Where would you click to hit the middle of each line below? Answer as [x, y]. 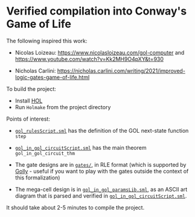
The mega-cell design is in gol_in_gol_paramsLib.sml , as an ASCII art [101, 189]
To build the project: [31, 88]
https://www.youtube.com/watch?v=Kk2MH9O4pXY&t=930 [89, 59]
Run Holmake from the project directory [63, 107]
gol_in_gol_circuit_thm [45, 153]
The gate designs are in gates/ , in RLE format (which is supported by [101, 164]
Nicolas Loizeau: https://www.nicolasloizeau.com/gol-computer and [100, 52]
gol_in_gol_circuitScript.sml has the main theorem [81, 147]
